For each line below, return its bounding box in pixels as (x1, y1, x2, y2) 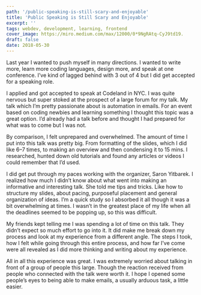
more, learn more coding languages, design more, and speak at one (6, 65, 174, 72)
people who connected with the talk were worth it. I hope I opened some (6, 270, 185, 277)
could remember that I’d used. (6, 159, 81, 166)
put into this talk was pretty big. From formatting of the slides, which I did (6, 139, 187, 147)
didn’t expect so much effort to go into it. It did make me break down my (6, 227, 185, 234)
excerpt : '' (6, 20, 36, 26)
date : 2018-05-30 (6, 43, 50, 49)
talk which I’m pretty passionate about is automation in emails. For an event (6, 102, 192, 109)
